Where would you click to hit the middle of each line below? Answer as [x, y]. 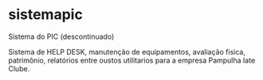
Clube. [19, 68]
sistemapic [46, 15]
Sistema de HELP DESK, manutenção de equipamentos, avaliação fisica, [127, 51]
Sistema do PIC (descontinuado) [61, 36]
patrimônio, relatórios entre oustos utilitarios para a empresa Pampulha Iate [132, 60]
